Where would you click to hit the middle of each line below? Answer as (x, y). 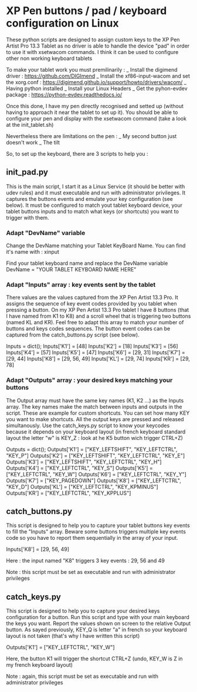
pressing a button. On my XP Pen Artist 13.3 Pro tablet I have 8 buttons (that (98, 310)
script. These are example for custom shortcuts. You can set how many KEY (98, 413)
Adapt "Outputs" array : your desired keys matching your (89, 380)
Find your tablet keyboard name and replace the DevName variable (87, 263)
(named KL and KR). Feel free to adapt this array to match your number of (95, 323)
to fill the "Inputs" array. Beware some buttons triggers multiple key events (96, 532)
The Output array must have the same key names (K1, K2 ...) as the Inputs (95, 400)
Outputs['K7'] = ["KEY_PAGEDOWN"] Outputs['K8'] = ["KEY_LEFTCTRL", (94, 481)
